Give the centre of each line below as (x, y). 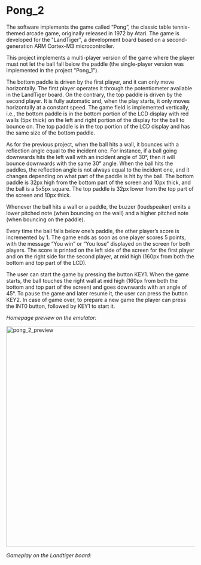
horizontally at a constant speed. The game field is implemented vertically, (98, 107)
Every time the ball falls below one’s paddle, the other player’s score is (93, 231)
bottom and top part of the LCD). (46, 262)
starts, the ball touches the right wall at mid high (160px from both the (92, 280)
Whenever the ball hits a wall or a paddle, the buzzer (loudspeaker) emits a (99, 206)
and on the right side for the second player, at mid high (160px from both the (100, 256)
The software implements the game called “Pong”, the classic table (89, 27)
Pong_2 (25, 10)
